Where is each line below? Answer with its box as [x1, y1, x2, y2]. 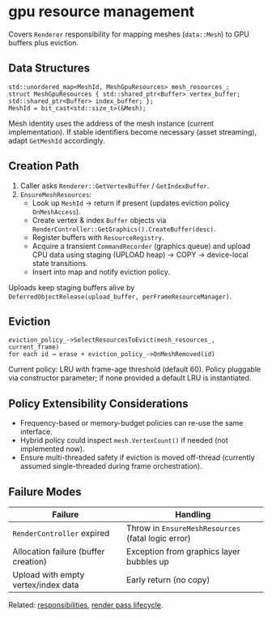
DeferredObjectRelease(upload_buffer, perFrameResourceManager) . [8, 291, 232, 301]
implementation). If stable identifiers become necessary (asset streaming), [8, 127, 257, 136]
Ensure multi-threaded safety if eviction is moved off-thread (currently [19, 453, 255, 462]
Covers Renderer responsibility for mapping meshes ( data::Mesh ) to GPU [8, 29, 249, 39]
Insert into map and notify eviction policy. [32, 267, 171, 277]
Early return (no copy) [126, 574, 210, 586]
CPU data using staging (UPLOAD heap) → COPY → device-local [32, 250, 249, 260]
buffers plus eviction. [8, 37, 79, 47]
